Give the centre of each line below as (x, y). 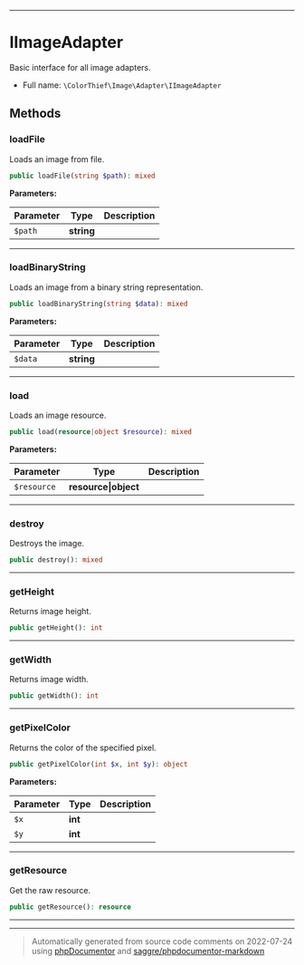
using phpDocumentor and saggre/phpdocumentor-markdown (148, 951)
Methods (35, 114)
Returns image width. (49, 680)
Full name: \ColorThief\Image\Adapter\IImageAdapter (122, 85)
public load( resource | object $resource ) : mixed (101, 431)
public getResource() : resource (70, 907)
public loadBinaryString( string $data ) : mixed (99, 304)
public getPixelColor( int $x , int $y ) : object (99, 764)
